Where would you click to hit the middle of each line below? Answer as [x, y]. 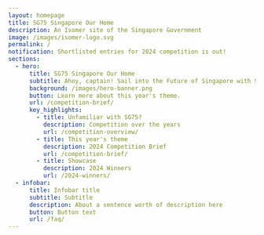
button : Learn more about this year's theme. [104, 96]
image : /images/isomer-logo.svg [61, 37]
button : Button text [62, 212]
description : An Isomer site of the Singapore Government [105, 30]
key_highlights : [55, 110]
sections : [24, 60]
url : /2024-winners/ [77, 176]
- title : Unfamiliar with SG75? [90, 117]
